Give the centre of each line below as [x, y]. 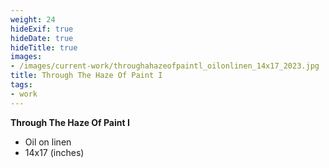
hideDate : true [42, 38]
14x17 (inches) [54, 152]
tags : [21, 85]
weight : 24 [33, 19]
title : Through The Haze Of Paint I [86, 76]
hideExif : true [42, 29]
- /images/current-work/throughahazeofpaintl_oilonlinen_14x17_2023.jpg [165, 66]
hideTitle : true [44, 47]
